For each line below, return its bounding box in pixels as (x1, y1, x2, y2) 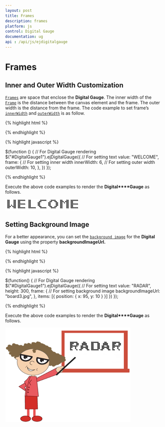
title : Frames (5, 13, 35, 18)
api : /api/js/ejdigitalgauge (5, 40, 68, 45)
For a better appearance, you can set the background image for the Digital (5, 233, 155, 239)
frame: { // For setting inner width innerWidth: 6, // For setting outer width (5, 159, 156, 165)
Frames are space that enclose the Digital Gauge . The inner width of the (5, 94, 152, 100)
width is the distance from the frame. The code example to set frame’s (5, 105, 149, 111)
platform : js (5, 24, 32, 29)
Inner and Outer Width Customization (5, 81, 124, 89)
